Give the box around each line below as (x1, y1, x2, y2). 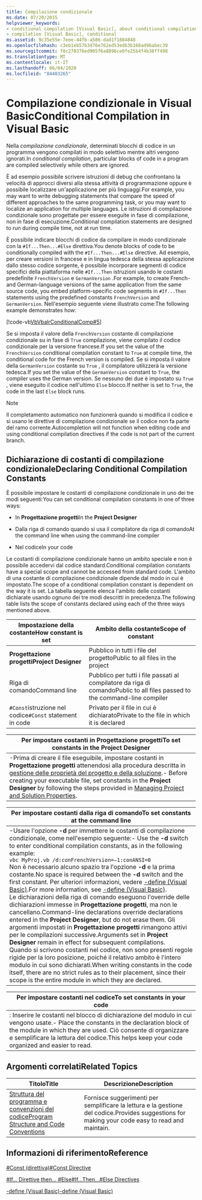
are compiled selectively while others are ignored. (6, 161, 130, 169)
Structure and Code (9, 1120, 65, 1128)
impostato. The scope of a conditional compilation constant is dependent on (6, 581, 194, 588)
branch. (6, 437, 26, 444)
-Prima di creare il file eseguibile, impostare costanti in (9, 754, 164, 762)
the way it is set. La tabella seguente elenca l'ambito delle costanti (6, 587, 171, 595)
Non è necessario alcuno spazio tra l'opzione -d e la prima (9, 863, 176, 871)
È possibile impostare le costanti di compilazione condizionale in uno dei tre (6, 490, 194, 496)
